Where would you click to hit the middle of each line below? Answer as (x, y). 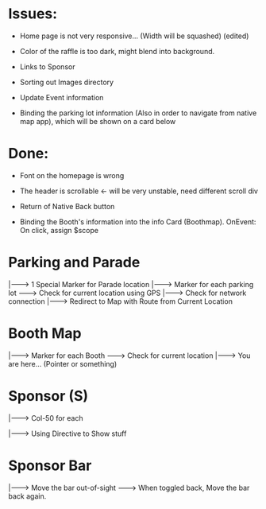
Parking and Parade (74, 262)
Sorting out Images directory (66, 82)
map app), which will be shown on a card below (98, 121)
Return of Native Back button (67, 206)
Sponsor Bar (50, 465)
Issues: (33, 14)
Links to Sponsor (47, 66)
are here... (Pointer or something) (63, 363)
